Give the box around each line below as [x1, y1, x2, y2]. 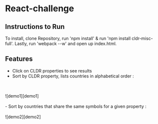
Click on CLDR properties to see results [12, 68, 92, 74]
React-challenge [5, 3, 75, 14]
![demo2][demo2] [5, 114, 41, 120]
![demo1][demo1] [5, 93, 39, 99]
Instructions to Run [5, 23, 65, 31]
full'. [5, 41, 14, 47]
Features [5, 55, 33, 63]
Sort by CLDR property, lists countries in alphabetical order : [12, 73, 134, 79]
